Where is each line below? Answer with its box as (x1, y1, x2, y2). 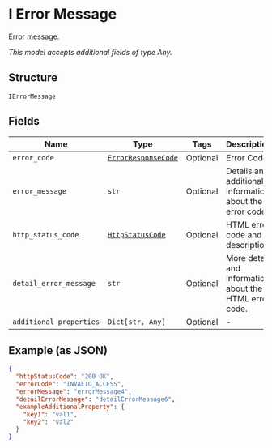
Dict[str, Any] (107, 317, 166, 326)
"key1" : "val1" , (23, 410, 79, 418)
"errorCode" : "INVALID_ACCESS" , (15, 380, 125, 389)
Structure (8, 70, 58, 85)
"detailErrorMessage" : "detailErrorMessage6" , (15, 395, 176, 403)
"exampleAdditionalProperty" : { (15, 403, 125, 411)
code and (226, 228, 262, 240)
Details (226, 165, 253, 177)
